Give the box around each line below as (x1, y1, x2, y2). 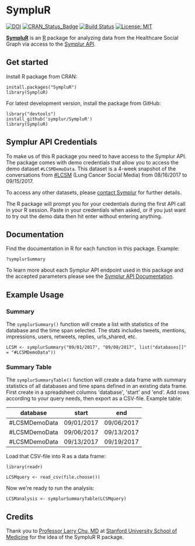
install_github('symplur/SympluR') (6, 116, 93, 122)
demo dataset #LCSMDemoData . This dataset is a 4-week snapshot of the (6, 165, 176, 172)
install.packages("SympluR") (6, 84, 77, 90)
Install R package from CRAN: (6, 73, 78, 80)
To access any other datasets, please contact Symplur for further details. (6, 188, 182, 196)
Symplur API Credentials (6, 137, 97, 147)
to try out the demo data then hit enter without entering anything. (6, 212, 162, 219)
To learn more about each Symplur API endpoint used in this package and (6, 267, 184, 274)
